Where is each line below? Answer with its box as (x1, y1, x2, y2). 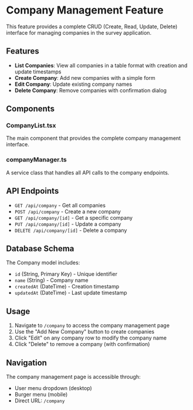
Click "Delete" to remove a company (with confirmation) (14, 341, 150, 348)
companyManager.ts (6, 156, 67, 164)
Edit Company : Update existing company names (14, 80, 133, 88)
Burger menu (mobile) (14, 391, 68, 398)
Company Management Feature (6, 4, 164, 17)
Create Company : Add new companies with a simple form (14, 74, 155, 81)
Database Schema (6, 243, 75, 253)
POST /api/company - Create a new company (14, 208, 121, 215)
